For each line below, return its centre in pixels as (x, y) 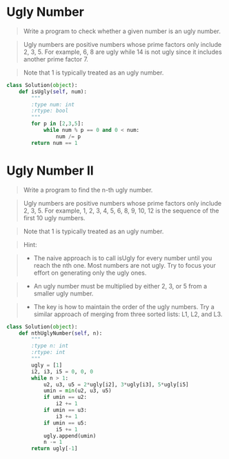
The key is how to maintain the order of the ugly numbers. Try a (124, 306)
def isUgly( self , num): (53, 91)
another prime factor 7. (56, 59)
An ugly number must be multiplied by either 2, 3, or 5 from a (120, 286)
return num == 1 (54, 143)
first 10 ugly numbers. (54, 217)
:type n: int (50, 346)
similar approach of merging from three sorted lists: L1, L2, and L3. (128, 314)
